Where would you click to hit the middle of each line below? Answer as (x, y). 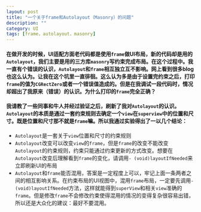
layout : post (22, 12)
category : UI (22, 28)
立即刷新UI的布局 (36, 165)
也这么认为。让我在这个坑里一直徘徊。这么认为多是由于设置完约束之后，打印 (100, 76)
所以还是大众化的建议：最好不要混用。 (62, 203)
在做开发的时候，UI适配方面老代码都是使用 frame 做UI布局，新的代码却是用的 (100, 54)
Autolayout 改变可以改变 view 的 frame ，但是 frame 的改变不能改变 (92, 143)
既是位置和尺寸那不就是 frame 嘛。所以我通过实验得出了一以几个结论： (102, 121)
